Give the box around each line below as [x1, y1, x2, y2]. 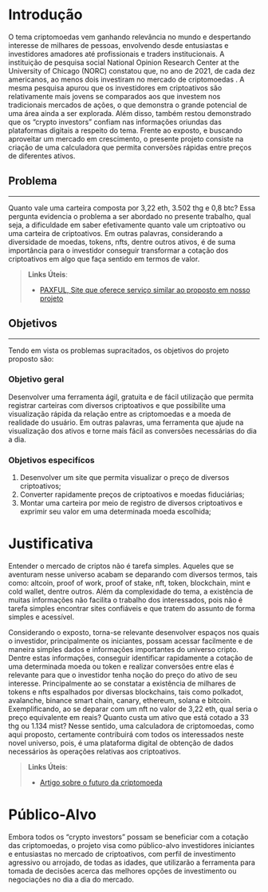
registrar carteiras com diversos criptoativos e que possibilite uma [8, 400, 226, 410]
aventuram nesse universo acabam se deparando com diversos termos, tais [8, 570, 258, 579]
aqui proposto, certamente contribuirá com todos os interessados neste [8, 730, 245, 739]
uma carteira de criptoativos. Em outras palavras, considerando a [8, 228, 223, 238]
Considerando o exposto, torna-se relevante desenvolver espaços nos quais [8, 628, 260, 638]
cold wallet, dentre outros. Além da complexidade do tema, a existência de [8, 586, 254, 597]
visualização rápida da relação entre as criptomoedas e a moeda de [8, 409, 231, 418]
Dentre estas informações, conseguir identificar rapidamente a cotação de [8, 654, 254, 663]
